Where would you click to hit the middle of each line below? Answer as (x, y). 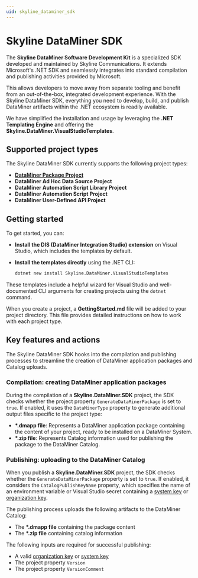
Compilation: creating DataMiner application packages (86, 382)
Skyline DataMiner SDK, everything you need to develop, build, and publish (98, 100)
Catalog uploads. (27, 367)
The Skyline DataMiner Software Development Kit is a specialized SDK (94, 58)
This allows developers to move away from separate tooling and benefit (93, 88)
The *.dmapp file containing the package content (75, 527)
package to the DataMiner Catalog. (57, 445)
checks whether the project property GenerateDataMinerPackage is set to (94, 401)
